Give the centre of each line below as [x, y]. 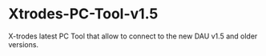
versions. [23, 44]
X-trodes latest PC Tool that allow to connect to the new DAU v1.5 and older [133, 36]
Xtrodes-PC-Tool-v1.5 [83, 14]
